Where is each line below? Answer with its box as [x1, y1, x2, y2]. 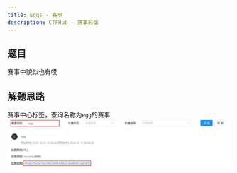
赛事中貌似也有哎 [7, 68, 57, 76]
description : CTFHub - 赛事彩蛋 [7, 18, 99, 26]
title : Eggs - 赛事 [7, 11, 63, 18]
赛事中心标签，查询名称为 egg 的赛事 [7, 110, 111, 119]
